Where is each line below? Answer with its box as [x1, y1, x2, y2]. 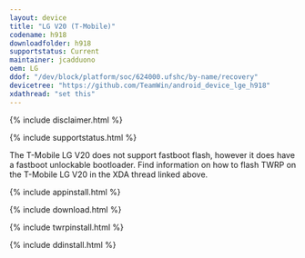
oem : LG [9, 64, 39, 74]
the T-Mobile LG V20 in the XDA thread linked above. [9, 169, 208, 180]
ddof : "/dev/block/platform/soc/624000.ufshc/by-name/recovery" [9, 73, 259, 82]
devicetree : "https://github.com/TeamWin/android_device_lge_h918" [9, 81, 271, 90]
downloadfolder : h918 [9, 38, 92, 48]
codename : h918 [9, 30, 67, 39]
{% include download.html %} [9, 203, 122, 214]
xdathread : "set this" [9, 89, 96, 98]
